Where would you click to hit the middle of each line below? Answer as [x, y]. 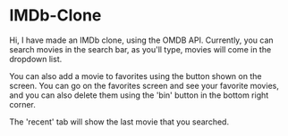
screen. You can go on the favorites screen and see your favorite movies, [144, 85]
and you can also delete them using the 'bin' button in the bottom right [139, 95]
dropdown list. [36, 59]
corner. [22, 104]
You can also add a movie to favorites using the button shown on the [136, 76]
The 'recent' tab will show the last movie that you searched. [119, 122]
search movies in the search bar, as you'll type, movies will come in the [140, 49]
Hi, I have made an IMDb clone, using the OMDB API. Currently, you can [142, 40]
